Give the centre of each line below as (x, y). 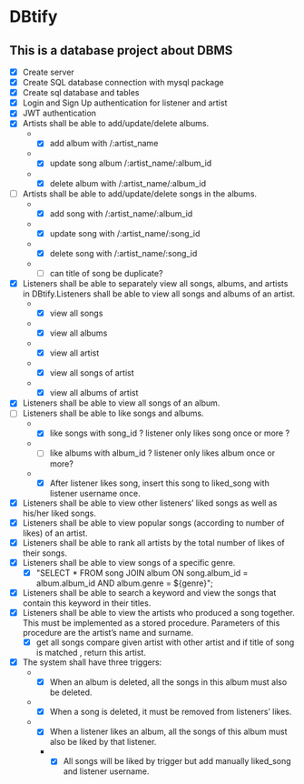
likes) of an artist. (55, 533)
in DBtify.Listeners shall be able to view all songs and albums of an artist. (159, 294)
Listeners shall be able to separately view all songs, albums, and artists (155, 283)
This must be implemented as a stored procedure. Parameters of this (151, 623)
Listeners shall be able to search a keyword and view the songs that (149, 592)
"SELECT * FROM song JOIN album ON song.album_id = (142, 573)
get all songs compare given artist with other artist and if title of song (165, 642)
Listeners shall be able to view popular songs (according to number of (153, 523)
